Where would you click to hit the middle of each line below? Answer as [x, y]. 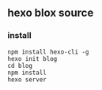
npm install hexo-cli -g [48, 52]
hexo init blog [32, 58]
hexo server [27, 79]
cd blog [20, 66]
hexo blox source [51, 13]
